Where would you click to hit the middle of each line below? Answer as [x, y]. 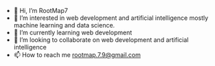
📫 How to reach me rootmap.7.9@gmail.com [77, 55]
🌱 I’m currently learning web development [73, 32]
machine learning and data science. [64, 25]
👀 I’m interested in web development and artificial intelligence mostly [111, 18]
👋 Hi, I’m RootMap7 [41, 11]
